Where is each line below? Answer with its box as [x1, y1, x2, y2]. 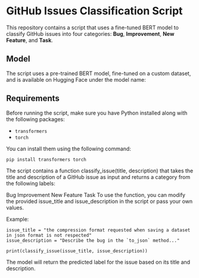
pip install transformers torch [6, 156, 86, 162]
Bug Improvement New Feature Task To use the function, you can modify [6, 191, 186, 199]
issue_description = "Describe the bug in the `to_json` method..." [6, 237, 180, 244]
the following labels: [6, 180, 55, 187]
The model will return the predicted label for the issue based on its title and [6, 258, 191, 266]
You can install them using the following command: [6, 145, 131, 152]
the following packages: [6, 115, 65, 123]
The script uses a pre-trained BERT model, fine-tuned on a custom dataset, [6, 70, 191, 77]
